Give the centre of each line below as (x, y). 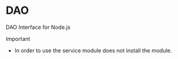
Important (18, 39)
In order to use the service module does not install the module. (93, 50)
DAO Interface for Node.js (38, 27)
